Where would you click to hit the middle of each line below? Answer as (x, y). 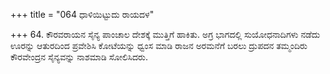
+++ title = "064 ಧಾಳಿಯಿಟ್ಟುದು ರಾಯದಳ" (82, 14)
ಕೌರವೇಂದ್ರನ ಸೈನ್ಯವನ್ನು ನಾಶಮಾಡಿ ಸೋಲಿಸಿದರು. (79, 57)
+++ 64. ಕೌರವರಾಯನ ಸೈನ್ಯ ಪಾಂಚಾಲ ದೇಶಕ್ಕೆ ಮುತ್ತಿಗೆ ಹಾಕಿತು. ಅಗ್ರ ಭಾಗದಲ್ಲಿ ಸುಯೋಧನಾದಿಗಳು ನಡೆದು (165, 34)
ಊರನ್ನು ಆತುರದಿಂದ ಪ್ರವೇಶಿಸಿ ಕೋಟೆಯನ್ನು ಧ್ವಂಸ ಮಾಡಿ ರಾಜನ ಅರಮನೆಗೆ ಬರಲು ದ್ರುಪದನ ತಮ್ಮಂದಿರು (159, 45)
